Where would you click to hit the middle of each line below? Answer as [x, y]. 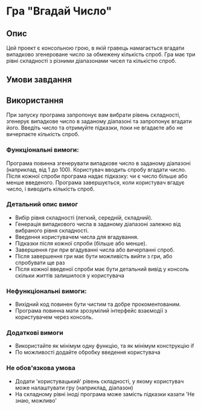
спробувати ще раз [40, 262]
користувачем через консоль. [54, 317]
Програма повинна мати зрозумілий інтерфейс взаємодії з [91, 311]
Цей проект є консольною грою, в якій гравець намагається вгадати [95, 48]
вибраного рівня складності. [52, 230]
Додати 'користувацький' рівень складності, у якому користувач [99, 381]
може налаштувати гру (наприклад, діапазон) [74, 388]
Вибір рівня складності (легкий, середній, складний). [84, 217]
